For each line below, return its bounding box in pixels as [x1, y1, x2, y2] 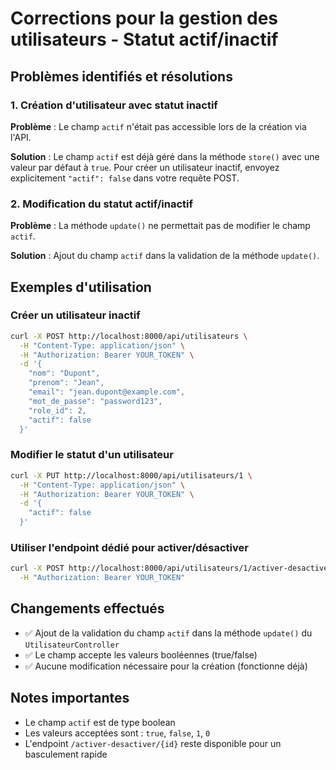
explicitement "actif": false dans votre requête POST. [10, 172, 240, 184]
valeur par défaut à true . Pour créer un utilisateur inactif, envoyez [10, 161, 280, 173]
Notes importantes [10, 690, 130, 707]
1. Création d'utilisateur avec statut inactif [10, 98, 218, 112]
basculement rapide [24, 748, 108, 760]
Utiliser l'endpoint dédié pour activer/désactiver [10, 540, 249, 554]
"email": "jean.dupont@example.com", [28, 387, 186, 397]
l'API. [10, 131, 32, 143]
